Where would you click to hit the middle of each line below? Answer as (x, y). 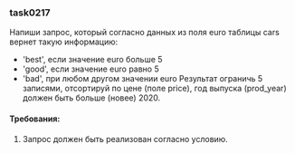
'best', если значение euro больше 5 (92, 60)
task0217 (30, 13)
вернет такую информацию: (64, 42)
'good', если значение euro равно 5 (91, 69)
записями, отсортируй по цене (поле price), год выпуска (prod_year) (154, 89)
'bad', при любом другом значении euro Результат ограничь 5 (143, 79)
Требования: (35, 119)
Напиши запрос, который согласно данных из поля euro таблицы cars (145, 33)
